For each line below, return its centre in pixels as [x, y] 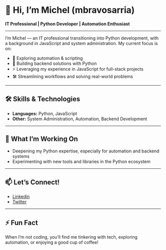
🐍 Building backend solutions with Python [55, 63]
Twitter [20, 202]
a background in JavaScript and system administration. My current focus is [82, 43]
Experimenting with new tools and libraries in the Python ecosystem [81, 161]
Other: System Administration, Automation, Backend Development [80, 119]
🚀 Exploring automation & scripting [47, 58]
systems [21, 156]
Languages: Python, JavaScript [45, 113]
